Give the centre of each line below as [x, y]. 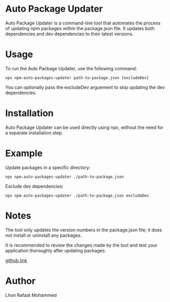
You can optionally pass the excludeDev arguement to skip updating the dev [85, 87]
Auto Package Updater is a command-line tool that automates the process [83, 23]
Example [24, 153]
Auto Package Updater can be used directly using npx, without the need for [84, 127]
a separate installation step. [34, 132]
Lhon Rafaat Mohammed [31, 295]
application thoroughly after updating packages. [56, 251]
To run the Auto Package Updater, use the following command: [71, 68]
